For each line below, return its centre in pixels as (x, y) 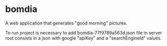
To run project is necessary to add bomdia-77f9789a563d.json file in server (84, 32)
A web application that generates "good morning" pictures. (66, 23)
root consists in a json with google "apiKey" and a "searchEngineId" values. (83, 38)
